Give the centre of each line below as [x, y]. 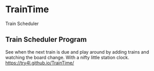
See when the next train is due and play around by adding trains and [77, 52]
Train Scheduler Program [46, 40]
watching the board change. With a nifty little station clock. [67, 57]
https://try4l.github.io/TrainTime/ [40, 63]
